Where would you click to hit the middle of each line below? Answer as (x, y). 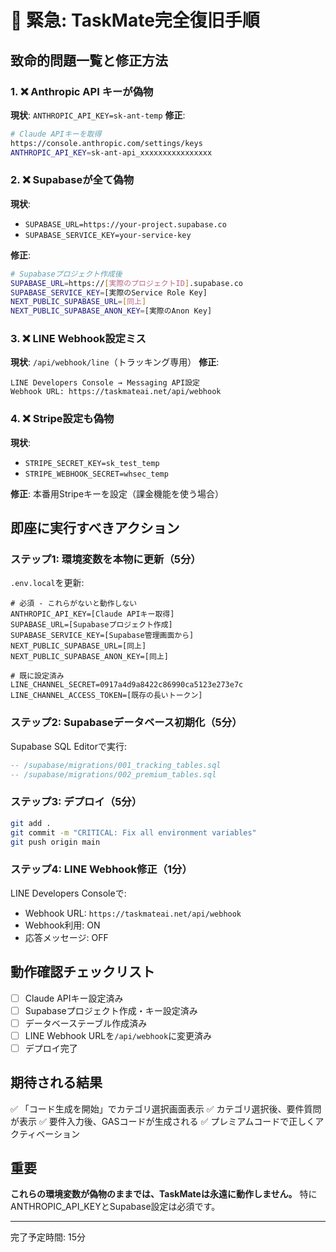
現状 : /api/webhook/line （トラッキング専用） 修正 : (115, 362)
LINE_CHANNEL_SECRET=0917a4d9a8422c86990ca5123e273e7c (127, 685)
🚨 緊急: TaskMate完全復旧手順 (135, 20)
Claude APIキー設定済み (74, 998)
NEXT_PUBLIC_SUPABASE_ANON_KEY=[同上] (89, 657)
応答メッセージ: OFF (66, 937)
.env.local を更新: (47, 583)
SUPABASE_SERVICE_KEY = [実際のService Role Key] (109, 292)
